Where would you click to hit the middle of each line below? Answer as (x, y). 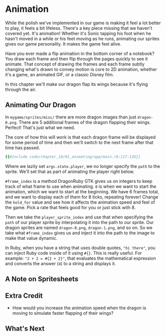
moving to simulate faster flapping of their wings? (63, 313)
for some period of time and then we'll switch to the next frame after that (79, 142)
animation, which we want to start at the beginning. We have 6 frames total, (82, 191)
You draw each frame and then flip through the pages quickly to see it (77, 58)
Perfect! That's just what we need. (40, 127)
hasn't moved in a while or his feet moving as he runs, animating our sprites (82, 39)
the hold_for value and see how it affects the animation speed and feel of (80, 202)
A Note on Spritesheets (42, 279)
